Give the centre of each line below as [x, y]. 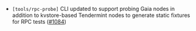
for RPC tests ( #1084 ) [39, 22]
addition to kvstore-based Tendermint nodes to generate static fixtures [101, 15]
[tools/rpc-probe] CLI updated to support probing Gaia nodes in [93, 9]
